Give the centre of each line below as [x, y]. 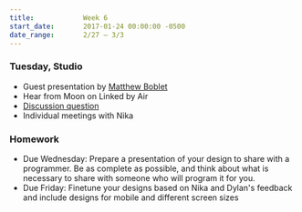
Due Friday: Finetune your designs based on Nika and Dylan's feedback [157, 187]
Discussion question [61, 106]
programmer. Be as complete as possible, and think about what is [146, 168]
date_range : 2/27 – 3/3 [67, 35]
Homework [34, 139]
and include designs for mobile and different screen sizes [130, 197]
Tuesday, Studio [47, 66]
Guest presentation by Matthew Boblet [95, 86]
